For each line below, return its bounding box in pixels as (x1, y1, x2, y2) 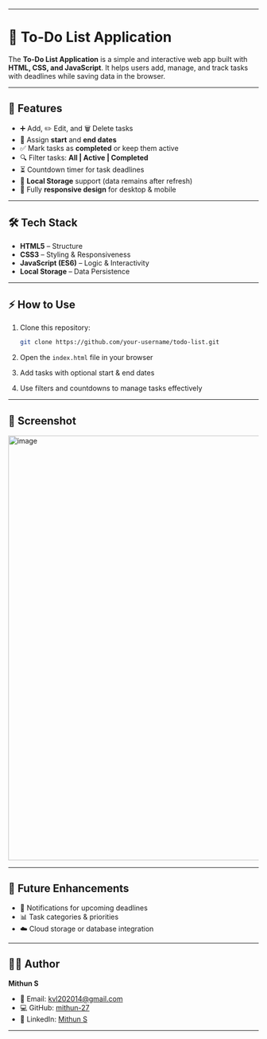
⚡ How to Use (8, 297, 75, 311)
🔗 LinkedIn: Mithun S (19, 1014, 87, 1024)
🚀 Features (8, 102, 63, 115)
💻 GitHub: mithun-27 (19, 1002, 90, 1012)
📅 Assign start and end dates (19, 134, 117, 144)
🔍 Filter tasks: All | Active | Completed (19, 153, 149, 162)
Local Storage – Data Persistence (19, 266, 130, 276)
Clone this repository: (19, 323, 91, 332)
